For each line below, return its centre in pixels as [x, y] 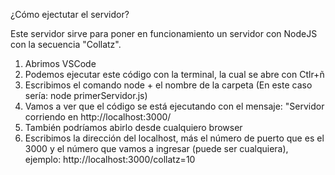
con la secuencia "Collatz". [66, 44]
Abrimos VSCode [60, 63]
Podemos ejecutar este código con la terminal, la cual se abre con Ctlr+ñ [174, 74]
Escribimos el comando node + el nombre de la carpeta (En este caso [168, 85]
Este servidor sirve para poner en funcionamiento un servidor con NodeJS [164, 33]
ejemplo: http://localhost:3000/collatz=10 [110, 159]
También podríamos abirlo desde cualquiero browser [133, 127]
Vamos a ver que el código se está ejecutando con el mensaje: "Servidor [174, 106]
